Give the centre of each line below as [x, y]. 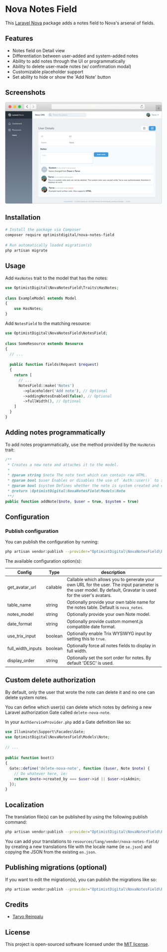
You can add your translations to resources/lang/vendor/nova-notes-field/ [83, 841]
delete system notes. [27, 697]
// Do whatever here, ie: [41, 774]
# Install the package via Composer [43, 230]
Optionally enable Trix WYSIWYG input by [109, 633]
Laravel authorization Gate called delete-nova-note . [58, 712]
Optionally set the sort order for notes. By [109, 658]
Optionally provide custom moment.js [105, 621]
